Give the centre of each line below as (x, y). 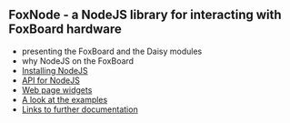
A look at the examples (65, 99)
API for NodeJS (51, 80)
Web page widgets (57, 89)
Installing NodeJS (55, 70)
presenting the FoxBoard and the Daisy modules (112, 51)
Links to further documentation (80, 109)
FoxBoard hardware (65, 30)
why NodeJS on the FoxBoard (77, 61)
